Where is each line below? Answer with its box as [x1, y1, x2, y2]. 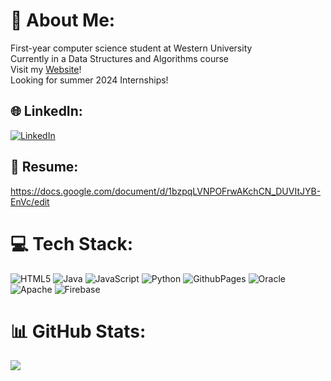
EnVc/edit [10, 195, 50, 208]
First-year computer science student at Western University [10, 42, 253, 54]
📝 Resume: [10, 159, 79, 176]
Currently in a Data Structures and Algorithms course [10, 52, 230, 64]
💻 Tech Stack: [10, 232, 134, 255]
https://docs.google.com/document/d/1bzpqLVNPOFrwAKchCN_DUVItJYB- [10, 185, 322, 197]
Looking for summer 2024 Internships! [10, 74, 169, 86]
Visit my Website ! [10, 63, 82, 75]
